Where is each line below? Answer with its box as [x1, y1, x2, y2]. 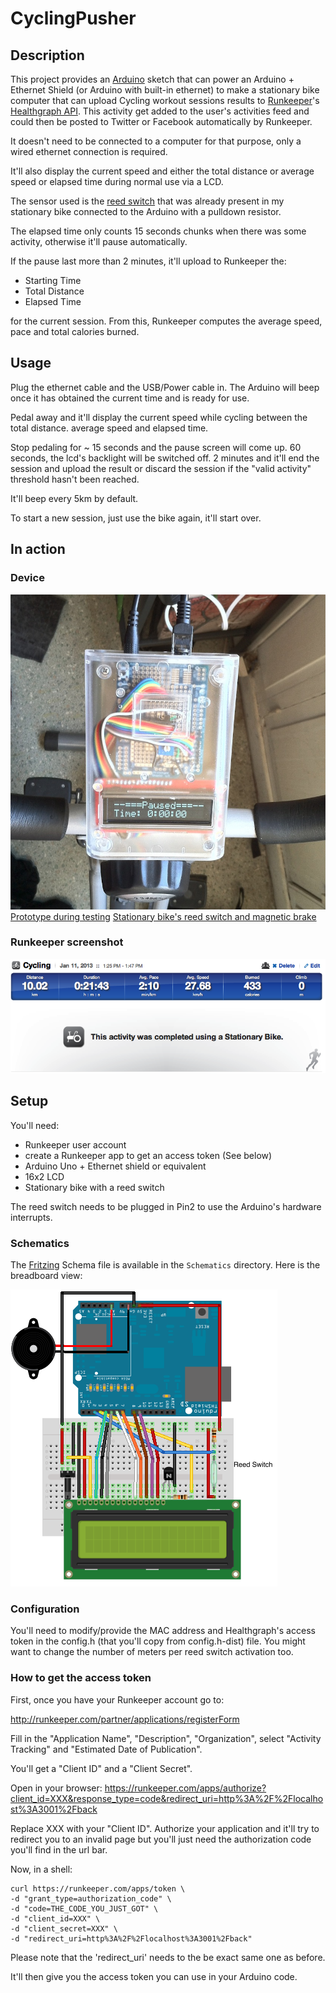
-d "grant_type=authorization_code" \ [10, 1893, 172, 1904]
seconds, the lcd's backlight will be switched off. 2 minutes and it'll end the [10, 452, 320, 464]
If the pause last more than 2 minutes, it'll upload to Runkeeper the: [10, 255, 287, 267]
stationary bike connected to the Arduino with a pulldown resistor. [10, 206, 282, 217]
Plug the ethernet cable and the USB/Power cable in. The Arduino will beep [10, 381, 320, 393]
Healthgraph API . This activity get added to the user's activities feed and [10, 105, 310, 117]
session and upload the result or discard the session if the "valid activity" [10, 462, 312, 474]
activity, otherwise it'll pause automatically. [10, 236, 188, 247]
